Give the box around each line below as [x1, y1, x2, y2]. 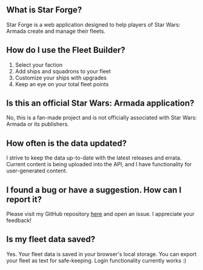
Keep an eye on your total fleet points [15, 80, 109, 87]
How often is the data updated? [6, 138, 127, 148]
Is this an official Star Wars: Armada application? [6, 98, 195, 109]
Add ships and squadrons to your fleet [15, 67, 111, 75]
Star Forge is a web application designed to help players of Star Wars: [6, 21, 181, 28]
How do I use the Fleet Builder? [6, 45, 125, 55]
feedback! [6, 217, 32, 224]
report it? [6, 194, 42, 204]
